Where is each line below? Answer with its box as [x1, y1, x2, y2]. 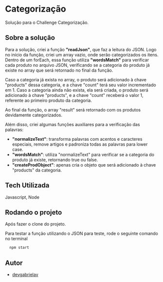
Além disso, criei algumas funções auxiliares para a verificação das [5, 121, 140, 127]
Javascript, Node [5, 194, 40, 200]
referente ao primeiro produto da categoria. [5, 97, 92, 103]
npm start [9, 245, 29, 250]
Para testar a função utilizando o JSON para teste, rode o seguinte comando [5, 230, 158, 237]
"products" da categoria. [12, 167, 62, 173]
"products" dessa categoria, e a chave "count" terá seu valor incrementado [5, 82, 157, 88]
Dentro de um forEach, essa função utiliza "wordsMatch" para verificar [5, 57, 149, 63]
